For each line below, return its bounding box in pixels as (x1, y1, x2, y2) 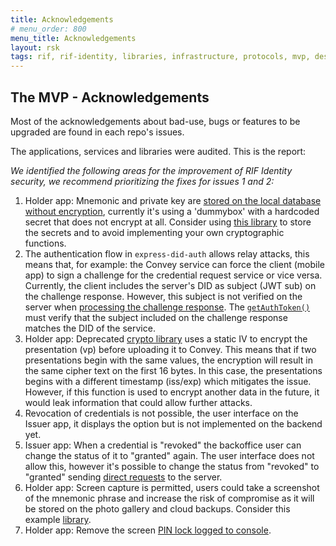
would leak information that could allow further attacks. (24, 396, 253, 408)
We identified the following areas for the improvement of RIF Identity (10, 164, 293, 176)
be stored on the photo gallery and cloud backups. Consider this (24, 502, 291, 515)
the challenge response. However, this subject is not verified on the (24, 290, 303, 302)
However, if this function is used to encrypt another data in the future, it (24, 386, 320, 398)
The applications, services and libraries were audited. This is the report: (10, 145, 307, 157)
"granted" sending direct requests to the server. (24, 471, 223, 483)
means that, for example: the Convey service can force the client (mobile (24, 258, 325, 270)
